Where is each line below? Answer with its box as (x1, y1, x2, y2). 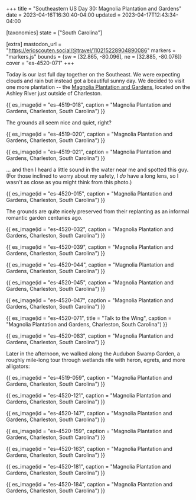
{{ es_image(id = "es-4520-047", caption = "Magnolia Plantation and (6, 297, 174, 304)
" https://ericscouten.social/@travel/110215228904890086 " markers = (6, 47, 176, 54)
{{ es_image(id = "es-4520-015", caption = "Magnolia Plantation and (6, 190, 172, 197)
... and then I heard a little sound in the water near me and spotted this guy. (6, 166, 189, 173)
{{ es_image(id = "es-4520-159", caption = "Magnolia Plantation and (6, 428, 172, 434)
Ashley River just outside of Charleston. (6, 90, 102, 97)
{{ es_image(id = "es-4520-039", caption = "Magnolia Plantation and (6, 243, 174, 251)
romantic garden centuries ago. (6, 214, 83, 221)
